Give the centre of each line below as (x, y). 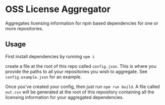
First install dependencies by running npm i (50, 56)
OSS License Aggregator (58, 9)
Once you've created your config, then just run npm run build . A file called (82, 86)
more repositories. (24, 28)
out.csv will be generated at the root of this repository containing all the (80, 92)
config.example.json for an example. (44, 77)
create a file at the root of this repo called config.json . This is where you (81, 66)
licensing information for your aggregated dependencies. (65, 97)
